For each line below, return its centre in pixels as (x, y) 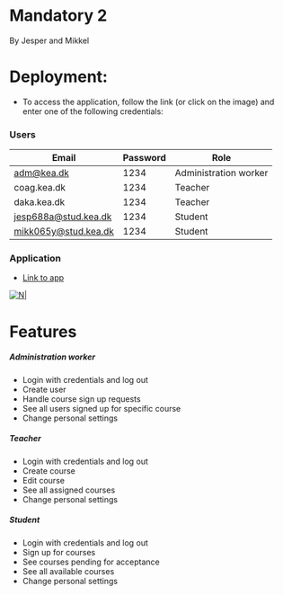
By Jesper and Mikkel (49, 40)
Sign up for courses (59, 552)
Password (144, 158)
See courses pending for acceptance (91, 562)
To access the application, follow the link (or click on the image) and (148, 102)
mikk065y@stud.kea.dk (64, 232)
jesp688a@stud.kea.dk (63, 217)
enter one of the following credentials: (93, 111)
